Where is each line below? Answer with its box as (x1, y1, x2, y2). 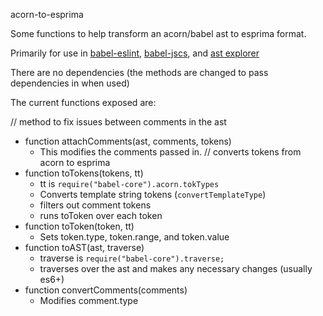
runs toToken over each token (39, 210, 163, 221)
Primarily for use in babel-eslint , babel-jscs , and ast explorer (10, 47, 260, 59)
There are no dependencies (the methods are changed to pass (10, 67, 269, 78)
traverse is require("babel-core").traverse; (39, 252, 225, 264)
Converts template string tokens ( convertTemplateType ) (39, 189, 267, 200)
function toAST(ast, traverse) (24, 242, 145, 253)
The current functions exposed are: (10, 97, 157, 108)
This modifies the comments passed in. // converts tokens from (39, 146, 302, 158)
